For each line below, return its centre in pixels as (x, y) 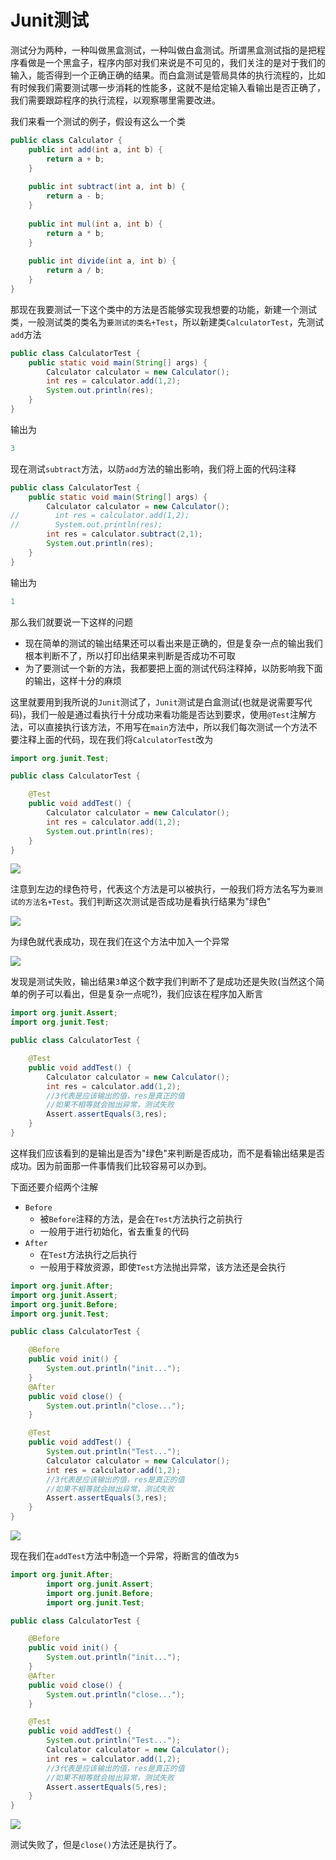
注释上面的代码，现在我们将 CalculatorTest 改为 (116, 739)
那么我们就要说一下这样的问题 (71, 622)
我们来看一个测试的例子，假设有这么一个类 (98, 121)
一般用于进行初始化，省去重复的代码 (114, 1231)
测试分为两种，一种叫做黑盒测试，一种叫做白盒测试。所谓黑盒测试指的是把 (163, 50)
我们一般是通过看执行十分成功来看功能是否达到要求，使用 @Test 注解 (169, 714)
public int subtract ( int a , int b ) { (107, 187)
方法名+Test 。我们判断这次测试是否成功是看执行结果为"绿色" (148, 902)
